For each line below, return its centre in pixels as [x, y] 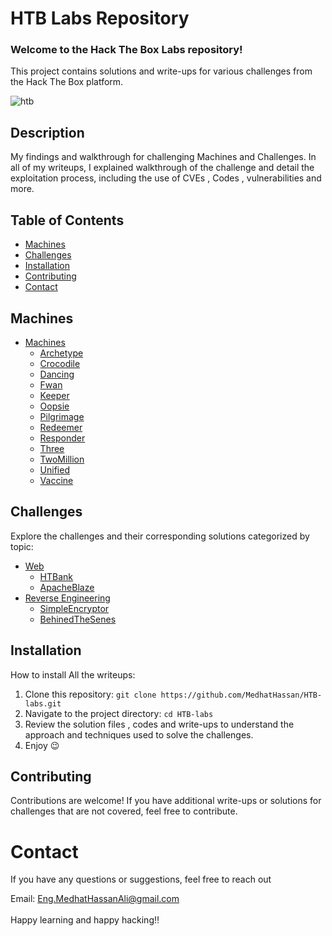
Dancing [57, 374]
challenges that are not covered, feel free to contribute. [124, 811]
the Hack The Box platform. [67, 82]
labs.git [43, 703]
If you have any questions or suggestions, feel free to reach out [141, 879]
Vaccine [56, 480]
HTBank [56, 576]
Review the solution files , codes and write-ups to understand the [159, 724]
